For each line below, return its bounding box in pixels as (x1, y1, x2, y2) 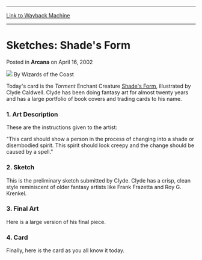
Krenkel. (6, 190, 27, 197)
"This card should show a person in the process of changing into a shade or (6, 136, 194, 143)
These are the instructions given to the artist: (6, 124, 118, 131)
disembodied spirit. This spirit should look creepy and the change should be (6, 142, 194, 149)
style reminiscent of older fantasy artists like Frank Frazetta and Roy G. (6, 183, 182, 190)
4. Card (6, 233, 28, 241)
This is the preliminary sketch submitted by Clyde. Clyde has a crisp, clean (6, 177, 191, 184)
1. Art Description (6, 110, 58, 118)
